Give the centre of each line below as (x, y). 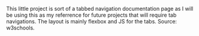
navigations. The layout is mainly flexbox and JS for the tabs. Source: (92, 21)
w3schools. (20, 28)
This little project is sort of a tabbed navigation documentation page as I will (100, 9)
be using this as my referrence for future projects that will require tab (91, 15)
